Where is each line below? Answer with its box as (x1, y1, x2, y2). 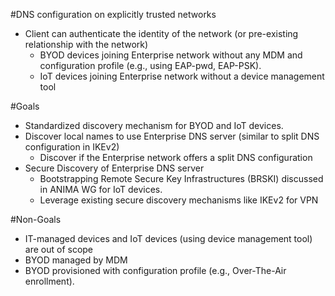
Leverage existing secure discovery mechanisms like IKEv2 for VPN (39, 194, 319, 206)
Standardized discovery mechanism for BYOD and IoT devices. (24, 120, 284, 131)
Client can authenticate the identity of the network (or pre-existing (24, 28, 299, 39)
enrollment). (24, 275, 75, 287)
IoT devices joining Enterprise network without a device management (39, 70, 325, 82)
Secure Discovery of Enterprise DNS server (24, 162, 205, 174)
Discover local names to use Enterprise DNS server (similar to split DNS (24, 130, 320, 142)
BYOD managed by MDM (24, 254, 128, 266)
